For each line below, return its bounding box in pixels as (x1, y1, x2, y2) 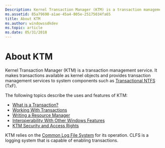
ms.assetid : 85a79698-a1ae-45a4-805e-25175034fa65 (5, 12, 111, 17)
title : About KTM (5, 16, 41, 21)
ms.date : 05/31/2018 (5, 30, 48, 35)
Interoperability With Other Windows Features (12, 117, 105, 123)
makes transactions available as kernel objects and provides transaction (5, 72, 151, 78)
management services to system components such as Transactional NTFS (5, 77, 156, 83)
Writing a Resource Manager (12, 112, 70, 118)
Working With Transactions (12, 107, 67, 113)
